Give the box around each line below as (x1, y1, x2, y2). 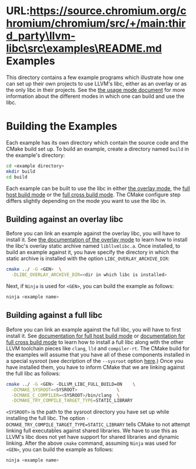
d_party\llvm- (6, 29, 76, 42)
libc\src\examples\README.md (6, 42, 162, 55)
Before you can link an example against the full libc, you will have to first (6, 326, 181, 333)
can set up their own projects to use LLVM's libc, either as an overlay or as (6, 80, 187, 87)
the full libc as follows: (6, 370, 61, 377)
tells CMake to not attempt (126, 421, 190, 428)
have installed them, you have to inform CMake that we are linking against (6, 363, 185, 370)
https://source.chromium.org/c (29, 4, 187, 18)
